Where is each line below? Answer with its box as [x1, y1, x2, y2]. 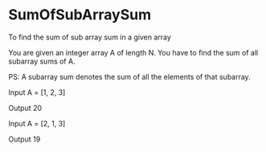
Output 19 [8, 134, 41, 144]
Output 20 [8, 103, 43, 113]
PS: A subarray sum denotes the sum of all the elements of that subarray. [8, 72, 251, 81]
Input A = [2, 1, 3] [8, 118, 66, 128]
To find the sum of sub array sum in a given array [8, 32, 171, 42]
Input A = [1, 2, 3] [8, 87, 66, 97]
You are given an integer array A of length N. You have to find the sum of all [8, 47, 259, 57]
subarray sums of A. [8, 56, 76, 66]
